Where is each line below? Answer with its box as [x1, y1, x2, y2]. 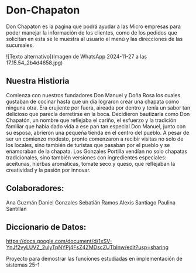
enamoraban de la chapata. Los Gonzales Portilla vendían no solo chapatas [6, 148, 188, 155]
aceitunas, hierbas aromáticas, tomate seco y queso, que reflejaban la [6, 160, 176, 167]
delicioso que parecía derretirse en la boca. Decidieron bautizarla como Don [6, 110, 190, 117]
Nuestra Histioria [6, 76, 70, 86]
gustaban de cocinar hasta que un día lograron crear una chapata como [6, 98, 180, 105]
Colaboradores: [6, 183, 64, 193]
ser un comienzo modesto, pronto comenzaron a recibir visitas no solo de [6, 135, 184, 142]
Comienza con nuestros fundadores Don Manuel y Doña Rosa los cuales [6, 91, 181, 98]
